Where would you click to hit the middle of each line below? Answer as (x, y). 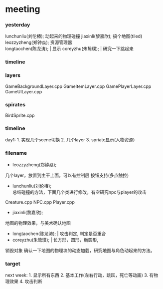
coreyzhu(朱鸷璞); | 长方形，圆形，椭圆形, (55, 240)
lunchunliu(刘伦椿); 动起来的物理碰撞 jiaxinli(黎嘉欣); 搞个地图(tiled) (74, 36)
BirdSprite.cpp (20, 115)
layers (13, 75)
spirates (15, 104)
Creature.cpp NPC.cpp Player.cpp (40, 202)
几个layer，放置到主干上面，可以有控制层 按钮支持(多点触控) (67, 175)
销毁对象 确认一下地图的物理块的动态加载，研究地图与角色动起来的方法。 (80, 250)
